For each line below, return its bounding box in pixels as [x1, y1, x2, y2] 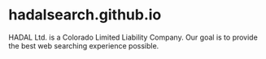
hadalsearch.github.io [8, 6, 162, 24]
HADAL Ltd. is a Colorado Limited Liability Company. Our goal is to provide [8, 32, 258, 42]
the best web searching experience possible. [8, 40, 159, 50]
